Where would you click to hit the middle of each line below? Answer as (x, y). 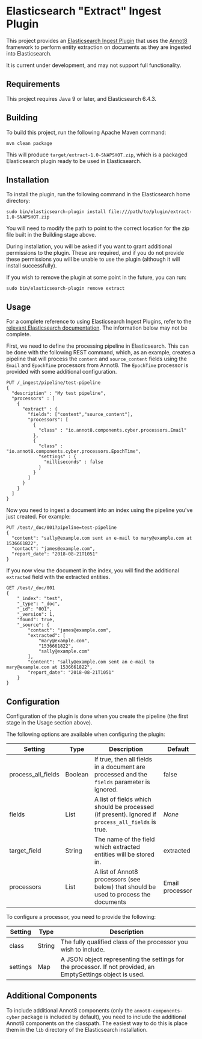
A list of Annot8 (116, 872)
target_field (25, 851)
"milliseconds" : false (74, 462)
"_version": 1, (36, 615)
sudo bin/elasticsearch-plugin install (56, 212)
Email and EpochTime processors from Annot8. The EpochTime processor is (97, 365)
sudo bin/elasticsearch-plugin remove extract (66, 289)
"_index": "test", (40, 599)
